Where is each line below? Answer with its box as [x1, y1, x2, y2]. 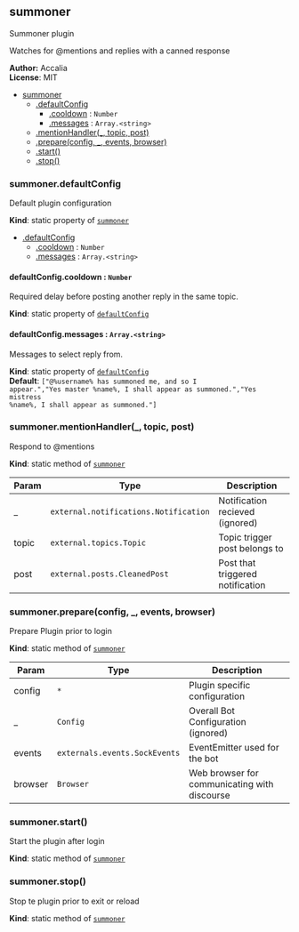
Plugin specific [188, 679, 251, 692]
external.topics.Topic [50, 537, 147, 548]
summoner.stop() [9, 875, 86, 888]
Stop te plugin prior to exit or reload [9, 896, 140, 906]
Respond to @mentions [9, 441, 95, 452]
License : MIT [9, 72, 58, 83]
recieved [218, 505, 255, 518]
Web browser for [188, 767, 260, 779]
